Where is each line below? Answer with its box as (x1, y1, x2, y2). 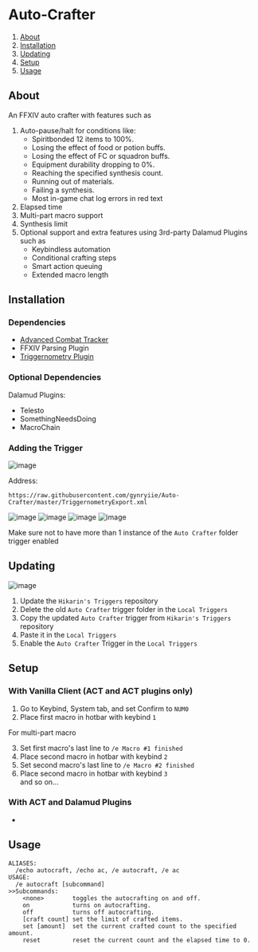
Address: (8, 476, 38, 486)
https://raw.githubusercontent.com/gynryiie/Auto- (8, 492, 180, 500)
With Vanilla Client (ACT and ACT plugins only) (8, 685, 193, 697)
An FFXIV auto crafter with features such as (8, 110, 151, 120)
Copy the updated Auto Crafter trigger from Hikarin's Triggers (19, 613, 232, 622)
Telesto (19, 405, 45, 415)
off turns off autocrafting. (22, 908, 155, 916)
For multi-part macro (8, 728, 76, 737)
